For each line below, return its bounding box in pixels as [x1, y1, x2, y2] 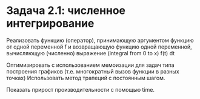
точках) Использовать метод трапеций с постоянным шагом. [6, 74, 165, 81]
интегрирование [6, 16, 95, 30]
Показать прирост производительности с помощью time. [6, 86, 155, 93]
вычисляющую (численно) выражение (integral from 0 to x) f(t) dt [6, 49, 175, 56]
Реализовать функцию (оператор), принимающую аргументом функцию [6, 36, 194, 44]
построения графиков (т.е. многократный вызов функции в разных [6, 67, 180, 75]
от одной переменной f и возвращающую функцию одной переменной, [6, 43, 192, 50]
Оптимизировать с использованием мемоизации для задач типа [6, 61, 175, 69]
